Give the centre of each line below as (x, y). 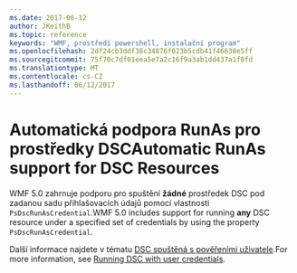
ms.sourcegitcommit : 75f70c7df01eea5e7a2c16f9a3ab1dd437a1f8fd (131, 60)
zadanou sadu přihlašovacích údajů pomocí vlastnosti (110, 202)
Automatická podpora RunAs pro (135, 130)
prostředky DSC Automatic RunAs (138, 149)
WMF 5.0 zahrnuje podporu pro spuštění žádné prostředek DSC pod (137, 193)
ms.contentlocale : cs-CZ (56, 77)
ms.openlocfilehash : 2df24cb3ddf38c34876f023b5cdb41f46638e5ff (131, 52)
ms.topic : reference (48, 34)
